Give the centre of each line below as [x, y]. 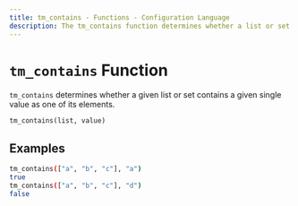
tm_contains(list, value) [57, 121]
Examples [37, 148]
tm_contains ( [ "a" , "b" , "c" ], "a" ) [76, 169]
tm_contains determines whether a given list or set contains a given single [145, 95]
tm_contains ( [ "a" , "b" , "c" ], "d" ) [76, 185]
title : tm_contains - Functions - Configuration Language [119, 17]
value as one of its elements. [62, 105]
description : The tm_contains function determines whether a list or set [150, 26]
